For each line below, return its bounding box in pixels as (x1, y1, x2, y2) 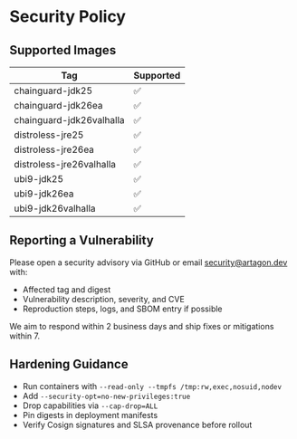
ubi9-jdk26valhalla (14, 202, 97, 215)
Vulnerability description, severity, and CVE (22, 293, 186, 304)
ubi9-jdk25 (14, 173, 64, 185)
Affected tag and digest (22, 283, 111, 295)
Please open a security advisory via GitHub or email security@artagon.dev (9, 256, 288, 268)
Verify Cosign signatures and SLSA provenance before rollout (22, 419, 253, 430)
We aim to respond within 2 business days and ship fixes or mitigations (9, 320, 274, 331)
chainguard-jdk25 (14, 84, 93, 97)
